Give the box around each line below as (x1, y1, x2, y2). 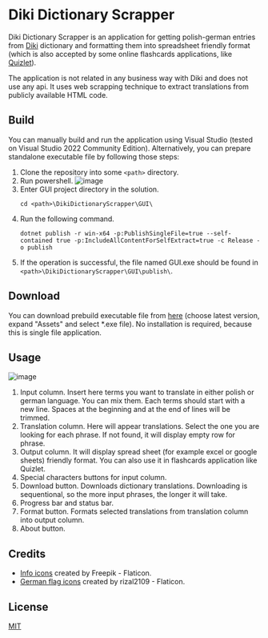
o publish (19, 243, 54, 252)
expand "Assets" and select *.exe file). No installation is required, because (8, 319, 252, 329)
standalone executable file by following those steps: (8, 151, 180, 161)
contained (19, 236, 54, 244)
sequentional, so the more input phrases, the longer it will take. (19, 490, 228, 499)
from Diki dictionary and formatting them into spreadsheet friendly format (8, 40, 250, 50)
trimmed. (19, 413, 50, 422)
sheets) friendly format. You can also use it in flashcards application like (19, 455, 258, 466)
